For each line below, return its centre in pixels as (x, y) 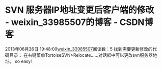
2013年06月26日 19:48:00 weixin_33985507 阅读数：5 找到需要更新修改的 (79, 49)
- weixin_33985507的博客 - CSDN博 (79, 22)
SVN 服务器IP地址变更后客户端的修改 (80, 10)
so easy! (23, 61)
